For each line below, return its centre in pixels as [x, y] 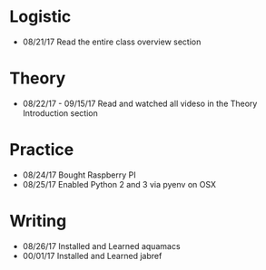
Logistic [40, 17]
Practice [42, 150]
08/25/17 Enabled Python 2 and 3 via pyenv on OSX [119, 184]
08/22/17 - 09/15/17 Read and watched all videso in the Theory [140, 103]
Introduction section [60, 113]
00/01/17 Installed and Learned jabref [92, 256]
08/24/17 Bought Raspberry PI [79, 175]
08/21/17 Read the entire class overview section [112, 42]
